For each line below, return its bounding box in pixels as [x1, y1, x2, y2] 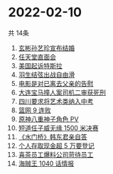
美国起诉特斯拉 [18, 61, 63, 70]
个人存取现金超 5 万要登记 [18, 141, 95, 150]
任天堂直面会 [18, 53, 56, 61]
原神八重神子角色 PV [18, 114, 79, 123]
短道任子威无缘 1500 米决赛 [18, 124, 99, 132]
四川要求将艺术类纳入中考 [18, 97, 94, 105]
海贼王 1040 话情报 [18, 159, 75, 168]
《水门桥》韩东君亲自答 [18, 132, 87, 141]
